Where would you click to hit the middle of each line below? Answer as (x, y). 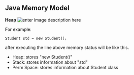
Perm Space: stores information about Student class (65, 67)
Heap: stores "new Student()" (42, 57)
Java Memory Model (37, 8)
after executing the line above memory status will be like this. (67, 47)
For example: (18, 29)
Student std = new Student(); (36, 38)
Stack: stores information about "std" (50, 62)
